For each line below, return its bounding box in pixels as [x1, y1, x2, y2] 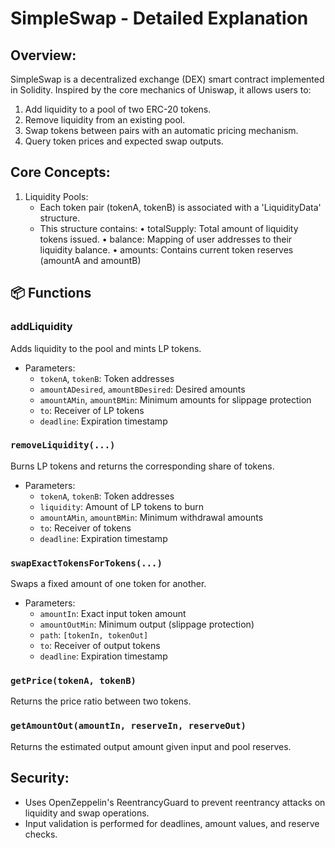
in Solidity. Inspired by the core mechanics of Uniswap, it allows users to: [10, 84, 312, 96]
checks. [24, 828, 58, 840]
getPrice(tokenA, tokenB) [10, 675, 137, 687]
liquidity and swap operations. [24, 807, 150, 819]
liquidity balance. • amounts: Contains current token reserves [39, 243, 294, 256]
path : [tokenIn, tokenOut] [39, 629, 149, 641]
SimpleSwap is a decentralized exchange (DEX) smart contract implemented [10, 73, 325, 85]
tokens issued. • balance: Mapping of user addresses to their [39, 233, 293, 245]
